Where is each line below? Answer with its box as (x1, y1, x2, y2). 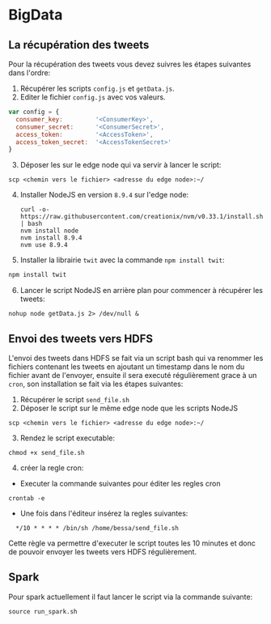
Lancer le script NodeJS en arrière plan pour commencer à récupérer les (19, 286, 263, 295)
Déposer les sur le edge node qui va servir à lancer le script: (19, 160, 222, 170)
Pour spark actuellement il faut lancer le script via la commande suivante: (8, 592, 253, 601)
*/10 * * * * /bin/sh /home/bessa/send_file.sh (15, 524, 180, 532)
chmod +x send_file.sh (8, 448, 85, 456)
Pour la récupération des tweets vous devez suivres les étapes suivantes (8, 59, 252, 69)
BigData (8, 6, 63, 24)
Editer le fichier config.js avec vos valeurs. (19, 92, 166, 102)
